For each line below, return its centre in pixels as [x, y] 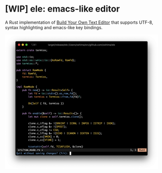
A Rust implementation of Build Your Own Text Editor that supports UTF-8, [79, 22]
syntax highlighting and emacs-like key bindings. [54, 27]
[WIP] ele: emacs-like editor [63, 9]
